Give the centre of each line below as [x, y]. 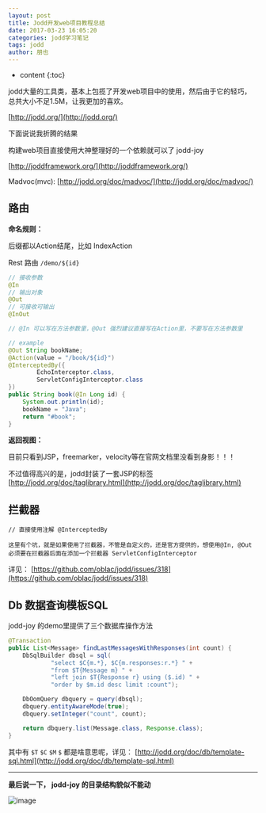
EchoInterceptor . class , [76, 372]
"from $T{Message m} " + [91, 670]
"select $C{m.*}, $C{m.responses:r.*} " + [122, 662]
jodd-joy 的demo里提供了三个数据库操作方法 [81, 626]
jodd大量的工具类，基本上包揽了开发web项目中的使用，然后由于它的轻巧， [130, 91]
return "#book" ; [49, 417]
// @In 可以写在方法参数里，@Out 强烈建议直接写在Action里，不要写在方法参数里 [125, 329]
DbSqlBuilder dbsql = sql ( [67, 655]
